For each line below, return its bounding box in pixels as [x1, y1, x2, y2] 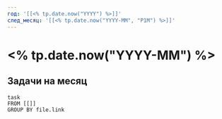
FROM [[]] [7, 100, 37, 107]
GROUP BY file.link [7, 106, 65, 113]
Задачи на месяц [7, 75, 88, 87]
